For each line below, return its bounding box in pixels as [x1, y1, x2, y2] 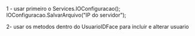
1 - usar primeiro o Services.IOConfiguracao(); [6, 5, 121, 12]
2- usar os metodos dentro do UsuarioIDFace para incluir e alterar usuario [6, 23, 189, 30]
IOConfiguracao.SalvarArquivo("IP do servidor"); [6, 11, 127, 19]
